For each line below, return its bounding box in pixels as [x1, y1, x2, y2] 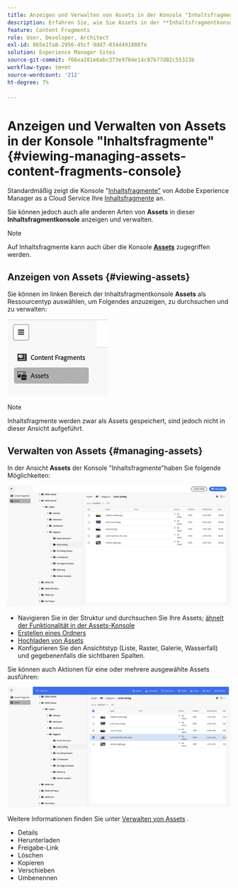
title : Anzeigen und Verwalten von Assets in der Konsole [7, 11, 182, 18]
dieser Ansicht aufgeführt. [7, 424, 84, 433]
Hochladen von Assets [17, 636, 84, 645]
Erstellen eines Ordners [17, 628, 86, 637]
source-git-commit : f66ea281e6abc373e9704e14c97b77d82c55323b [7, 57, 195, 64]
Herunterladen [17, 835, 60, 844]
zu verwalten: [7, 305, 47, 314]
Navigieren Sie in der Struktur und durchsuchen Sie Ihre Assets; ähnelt [17, 613, 225, 622]
